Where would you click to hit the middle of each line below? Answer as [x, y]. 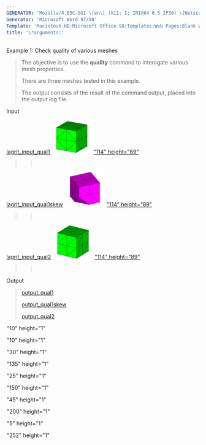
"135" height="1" [28, 364]
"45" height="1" [27, 400]
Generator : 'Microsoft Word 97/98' [52, 19]
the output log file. [44, 99]
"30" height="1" [27, 352]
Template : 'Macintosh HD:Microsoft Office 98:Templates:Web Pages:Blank [101, 26]
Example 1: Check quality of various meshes [62, 51]
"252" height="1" [29, 435]
